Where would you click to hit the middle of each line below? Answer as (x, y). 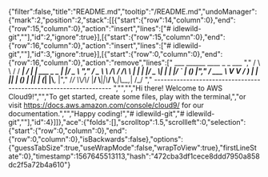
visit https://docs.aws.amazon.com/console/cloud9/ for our (106, 105)
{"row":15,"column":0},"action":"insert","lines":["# (90, 28)
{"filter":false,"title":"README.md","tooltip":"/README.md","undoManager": (133, 12)
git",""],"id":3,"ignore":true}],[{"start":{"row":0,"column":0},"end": (116, 54)
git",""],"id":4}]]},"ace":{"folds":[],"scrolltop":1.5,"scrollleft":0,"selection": (127, 122)
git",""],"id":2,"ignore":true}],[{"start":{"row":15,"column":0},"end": (117, 37)
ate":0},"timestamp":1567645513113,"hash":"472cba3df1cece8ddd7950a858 (134, 156)
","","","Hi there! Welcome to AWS (168, 88)
